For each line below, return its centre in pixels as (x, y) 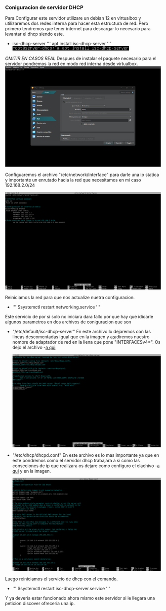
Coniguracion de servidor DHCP (44, 7)
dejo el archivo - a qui (34, 347)
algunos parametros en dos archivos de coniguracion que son (68, 322)
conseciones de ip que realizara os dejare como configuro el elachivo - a (86, 466)
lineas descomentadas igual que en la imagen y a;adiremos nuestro (81, 337)
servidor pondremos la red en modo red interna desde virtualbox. (72, 64)
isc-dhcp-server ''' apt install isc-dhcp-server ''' (62, 44)
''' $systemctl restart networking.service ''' (56, 307)
